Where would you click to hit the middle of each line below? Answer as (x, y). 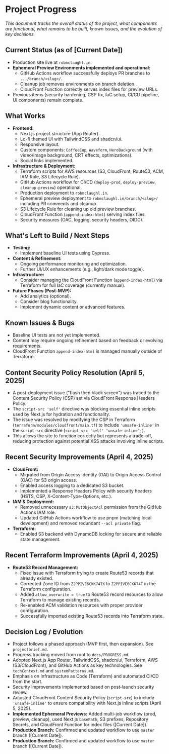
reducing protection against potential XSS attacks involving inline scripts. (88, 441)
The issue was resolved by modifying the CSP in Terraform (74, 420)
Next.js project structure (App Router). (60, 133)
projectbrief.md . (30, 649)
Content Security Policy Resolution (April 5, (75, 373)
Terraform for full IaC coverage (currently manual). (73, 285)
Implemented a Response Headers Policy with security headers (86, 491)
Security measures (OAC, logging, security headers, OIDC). (82, 219)
